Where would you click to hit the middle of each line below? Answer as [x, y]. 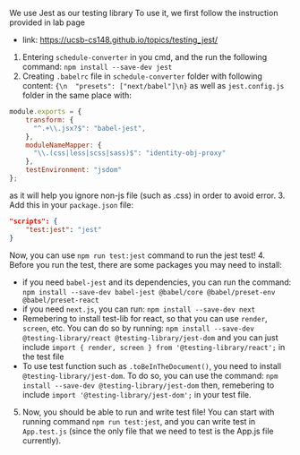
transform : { [50, 120]
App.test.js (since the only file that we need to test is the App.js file [148, 431]
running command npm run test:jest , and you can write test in [139, 421]
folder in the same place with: [77, 95]
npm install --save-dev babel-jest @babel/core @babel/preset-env [149, 292]
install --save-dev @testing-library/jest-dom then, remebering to [148, 385]
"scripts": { [34, 221]
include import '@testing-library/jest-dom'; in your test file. [137, 394]
